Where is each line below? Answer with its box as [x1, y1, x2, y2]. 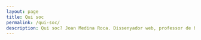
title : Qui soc [6, 14, 44, 20]
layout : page [6, 8, 39, 15]
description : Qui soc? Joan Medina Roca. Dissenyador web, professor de [6, 25, 191, 31]
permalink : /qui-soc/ [6, 19, 60, 25]
